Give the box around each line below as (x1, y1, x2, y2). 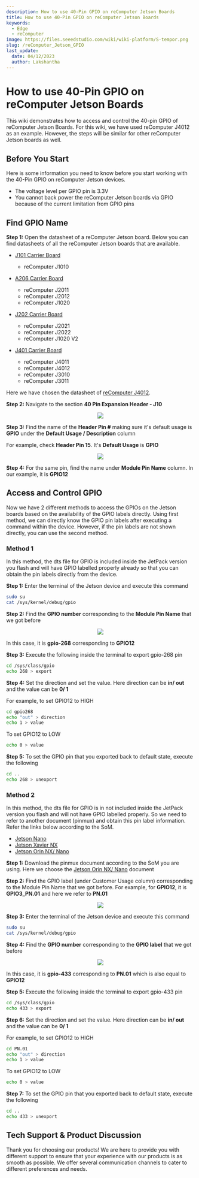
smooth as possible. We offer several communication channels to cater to (6, 1159, 187, 1166)
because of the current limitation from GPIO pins (14, 200, 134, 207)
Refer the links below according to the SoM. (6, 823, 114, 830)
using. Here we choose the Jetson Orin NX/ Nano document (6, 866, 154, 873)
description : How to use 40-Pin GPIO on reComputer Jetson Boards (6, 8, 175, 15)
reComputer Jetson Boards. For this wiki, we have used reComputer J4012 (6, 123, 190, 131)
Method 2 (6, 790, 35, 799)
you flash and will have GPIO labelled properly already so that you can (6, 564, 179, 572)
